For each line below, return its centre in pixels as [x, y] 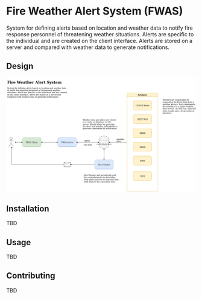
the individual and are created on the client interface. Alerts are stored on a [99, 41]
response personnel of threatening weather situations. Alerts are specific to [100, 34]
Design [20, 66]
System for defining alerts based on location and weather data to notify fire [99, 28]
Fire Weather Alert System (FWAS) [95, 11]
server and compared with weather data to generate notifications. [88, 47]
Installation [28, 209]
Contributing [31, 276]
